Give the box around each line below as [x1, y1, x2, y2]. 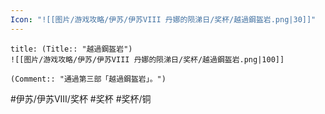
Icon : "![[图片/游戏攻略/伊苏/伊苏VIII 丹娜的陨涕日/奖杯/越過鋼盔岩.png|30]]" [10, 14, 317, 25]
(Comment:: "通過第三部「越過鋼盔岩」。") [10, 74, 167, 84]
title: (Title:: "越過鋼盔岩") [10, 44, 133, 54]
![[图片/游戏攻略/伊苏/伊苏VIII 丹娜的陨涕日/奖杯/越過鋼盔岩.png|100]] [10, 54, 285, 65]
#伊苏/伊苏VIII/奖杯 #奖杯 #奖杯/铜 [10, 92, 152, 105]
